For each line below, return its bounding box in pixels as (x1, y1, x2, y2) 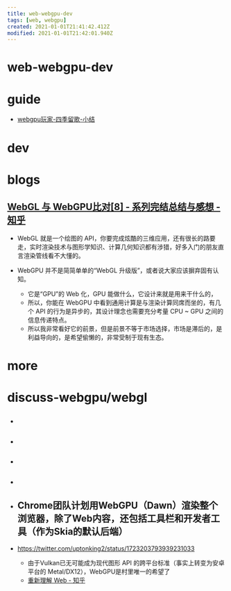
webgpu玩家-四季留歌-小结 (17, 115, 96, 124)
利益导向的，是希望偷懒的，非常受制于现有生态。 (27, 333, 168, 341)
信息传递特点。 (27, 316, 71, 324)
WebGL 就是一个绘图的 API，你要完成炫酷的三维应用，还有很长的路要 (17, 234, 216, 242)
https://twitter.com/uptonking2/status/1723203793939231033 (17, 544, 195, 553)
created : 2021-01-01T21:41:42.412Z (7, 23, 110, 30)
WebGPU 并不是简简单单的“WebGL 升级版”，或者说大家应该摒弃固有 (17, 266, 213, 275)
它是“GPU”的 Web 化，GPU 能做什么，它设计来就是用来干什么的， (27, 289, 217, 298)
